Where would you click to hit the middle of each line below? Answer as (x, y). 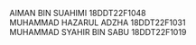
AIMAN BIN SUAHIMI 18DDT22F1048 (78, 13)
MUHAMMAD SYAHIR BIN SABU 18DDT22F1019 (98, 32)
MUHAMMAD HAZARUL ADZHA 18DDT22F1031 (98, 22)
